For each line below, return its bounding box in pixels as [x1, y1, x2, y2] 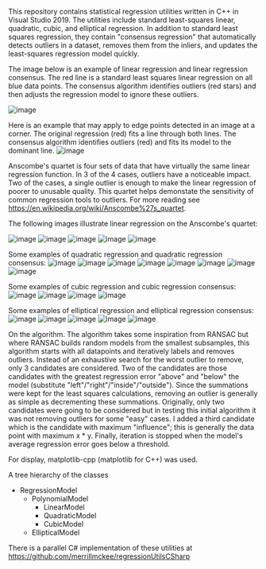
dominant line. [8, 146, 55, 155]
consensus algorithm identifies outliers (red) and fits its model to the [8, 137, 232, 146]
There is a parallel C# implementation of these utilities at [8, 544, 193, 552]
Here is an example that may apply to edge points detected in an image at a [8, 121, 256, 130]
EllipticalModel [31, 528, 80, 537]
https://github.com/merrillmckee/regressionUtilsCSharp [8, 552, 191, 561]
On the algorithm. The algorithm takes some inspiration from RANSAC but [8, 330, 249, 339]
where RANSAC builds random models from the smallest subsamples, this [8, 338, 250, 347]
